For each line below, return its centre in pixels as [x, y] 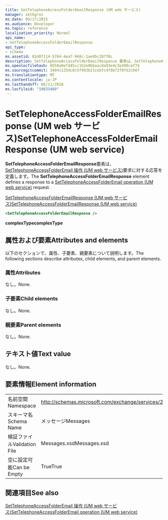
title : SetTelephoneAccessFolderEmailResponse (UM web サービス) [73, 10]
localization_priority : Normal [38, 33]
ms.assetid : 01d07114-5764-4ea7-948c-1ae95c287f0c [59, 56]
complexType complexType [34, 223]
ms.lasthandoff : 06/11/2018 [34, 84]
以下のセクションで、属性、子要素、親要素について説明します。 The [74, 253]
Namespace [22, 405]
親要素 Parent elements [33, 325]
